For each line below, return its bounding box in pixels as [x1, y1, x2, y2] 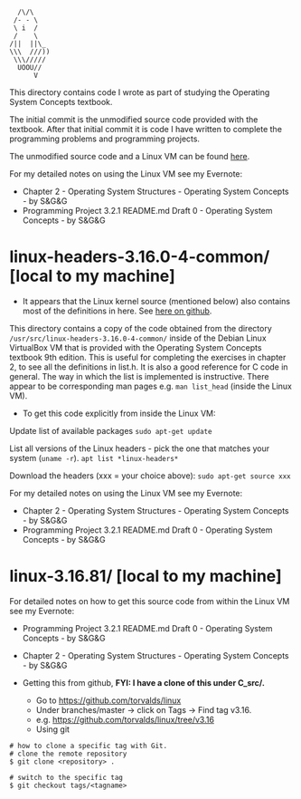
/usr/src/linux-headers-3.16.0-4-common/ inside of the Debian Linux [9, 332, 267, 343]
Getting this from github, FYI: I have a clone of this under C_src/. [22, 677, 265, 688]
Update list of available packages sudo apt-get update [9, 425, 212, 436]
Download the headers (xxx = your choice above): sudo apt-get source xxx [9, 470, 291, 481]
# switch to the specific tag [9, 773, 124, 782]
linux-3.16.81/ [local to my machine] [9, 566, 282, 587]
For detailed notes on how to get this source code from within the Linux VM [9, 595, 290, 606]
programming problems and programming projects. [9, 133, 201, 144]
